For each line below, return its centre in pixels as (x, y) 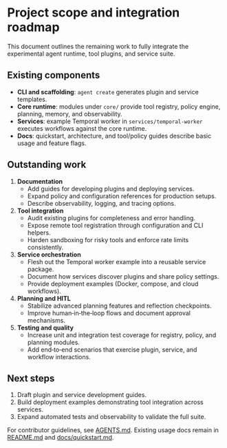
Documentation (40, 181)
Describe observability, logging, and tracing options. (101, 203)
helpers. (39, 233)
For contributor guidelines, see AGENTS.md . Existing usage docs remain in (113, 430)
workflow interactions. (59, 356)
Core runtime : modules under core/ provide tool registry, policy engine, (119, 106)
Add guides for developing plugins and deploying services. (111, 189)
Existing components (54, 75)
